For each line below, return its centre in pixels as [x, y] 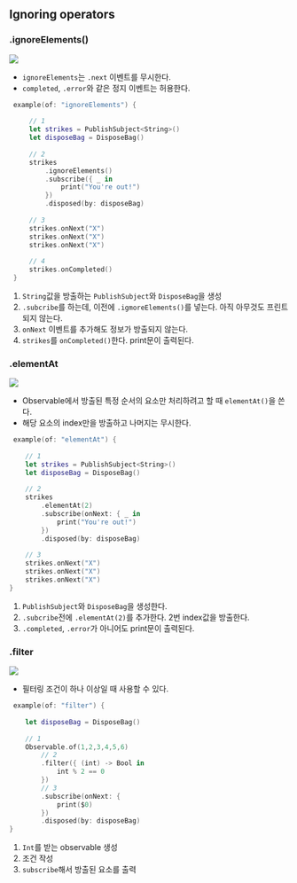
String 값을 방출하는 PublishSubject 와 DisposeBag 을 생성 [122, 295]
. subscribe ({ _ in [79, 179]
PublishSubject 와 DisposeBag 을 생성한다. [94, 606]
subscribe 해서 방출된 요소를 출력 [79, 870]
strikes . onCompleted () [71, 270]
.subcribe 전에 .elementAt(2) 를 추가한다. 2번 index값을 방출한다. [136, 617]
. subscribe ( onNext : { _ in [91, 514]
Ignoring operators [62, 15]
